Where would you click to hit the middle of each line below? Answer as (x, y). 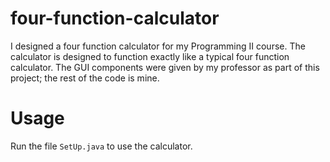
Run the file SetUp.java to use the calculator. (101, 146)
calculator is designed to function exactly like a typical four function (150, 56)
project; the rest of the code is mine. (85, 78)
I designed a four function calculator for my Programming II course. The (158, 46)
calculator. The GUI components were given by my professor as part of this (165, 67)
